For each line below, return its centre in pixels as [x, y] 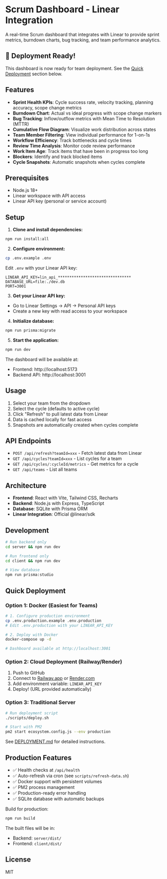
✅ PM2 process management [44, 787]
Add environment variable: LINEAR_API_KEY [57, 684]
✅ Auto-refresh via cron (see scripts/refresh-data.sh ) [71, 776]
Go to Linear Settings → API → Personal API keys [64, 305]
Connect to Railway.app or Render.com [54, 678]
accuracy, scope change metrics [47, 107]
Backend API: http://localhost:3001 [49, 375]
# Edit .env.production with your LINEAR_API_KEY [59, 625]
